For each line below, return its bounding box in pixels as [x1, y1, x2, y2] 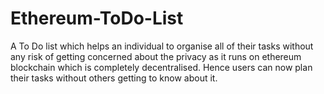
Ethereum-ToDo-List [10, 7, 184, 30]
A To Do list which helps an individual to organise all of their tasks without [10, 40, 314, 52]
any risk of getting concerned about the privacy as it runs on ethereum [10, 50, 302, 62]
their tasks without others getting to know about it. [10, 72, 218, 84]
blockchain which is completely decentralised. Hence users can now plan [10, 61, 313, 73]
